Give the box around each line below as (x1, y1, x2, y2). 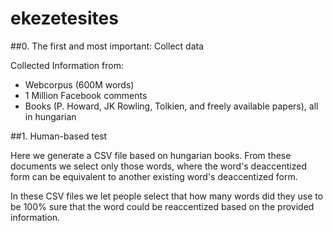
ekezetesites (10, 7, 119, 30)
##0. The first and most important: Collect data (10, 40, 205, 52)
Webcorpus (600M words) (24, 78, 135, 91)
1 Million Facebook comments (24, 89, 148, 101)
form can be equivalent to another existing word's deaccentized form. (10, 170, 298, 182)
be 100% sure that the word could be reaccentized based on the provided (10, 200, 315, 212)
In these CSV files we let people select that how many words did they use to (10, 190, 324, 202)
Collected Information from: (10, 59, 124, 71)
